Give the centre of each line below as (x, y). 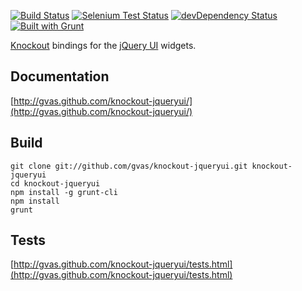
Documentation (60, 76)
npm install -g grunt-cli (64, 192)
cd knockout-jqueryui (55, 183)
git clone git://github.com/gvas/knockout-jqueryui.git (129, 166)
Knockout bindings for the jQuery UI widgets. (103, 45)
